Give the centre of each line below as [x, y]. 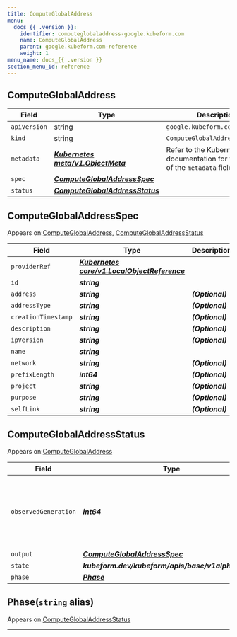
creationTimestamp [42, 317]
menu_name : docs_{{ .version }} [55, 60]
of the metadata [191, 168]
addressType [31, 306]
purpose [24, 398]
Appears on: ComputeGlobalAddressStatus [69, 619]
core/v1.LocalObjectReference [132, 271]
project [24, 386]
